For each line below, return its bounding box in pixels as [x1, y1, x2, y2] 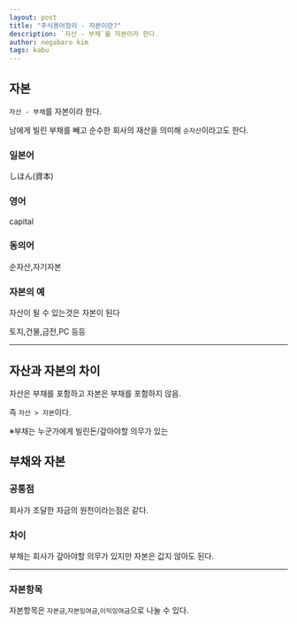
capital [9, 216, 34, 227]
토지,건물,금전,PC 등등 [9, 327, 87, 337]
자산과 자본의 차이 [9, 363, 101, 378]
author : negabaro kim [9, 37, 89, 47]
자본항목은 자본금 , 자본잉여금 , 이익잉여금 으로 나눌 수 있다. [9, 605, 189, 616]
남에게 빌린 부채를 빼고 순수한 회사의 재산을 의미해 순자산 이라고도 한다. [9, 125, 249, 135]
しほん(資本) [9, 171, 55, 181]
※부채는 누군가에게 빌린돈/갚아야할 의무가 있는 [9, 426, 169, 436]
